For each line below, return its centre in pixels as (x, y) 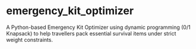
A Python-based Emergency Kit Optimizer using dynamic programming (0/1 (99, 27)
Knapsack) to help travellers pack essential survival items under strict (91, 33)
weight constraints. (30, 40)
